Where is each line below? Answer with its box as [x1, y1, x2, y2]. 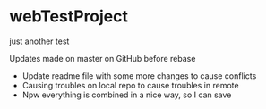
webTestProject [9, 6, 128, 27]
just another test [9, 36, 70, 46]
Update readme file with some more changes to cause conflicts [21, 70, 257, 81]
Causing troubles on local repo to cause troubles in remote [21, 80, 239, 90]
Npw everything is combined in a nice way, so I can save [21, 89, 232, 100]
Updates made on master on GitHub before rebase [9, 53, 196, 63]
